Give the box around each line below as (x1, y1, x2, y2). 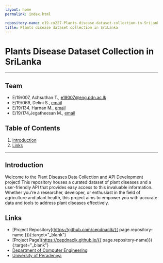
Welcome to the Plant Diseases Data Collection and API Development (5, 174, 143, 180)
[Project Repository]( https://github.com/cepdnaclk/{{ (12, 227, 118, 233)
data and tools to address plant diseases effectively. (5, 200, 109, 206)
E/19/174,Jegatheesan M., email (12, 110, 76, 116)
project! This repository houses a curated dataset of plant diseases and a (5, 179, 151, 185)
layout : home (5, 7, 32, 12)
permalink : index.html (5, 12, 51, 17)
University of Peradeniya (12, 253, 62, 259)
